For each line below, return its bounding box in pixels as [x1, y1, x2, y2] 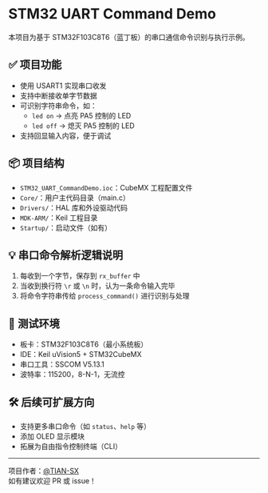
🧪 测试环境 [8, 317, 60, 331]
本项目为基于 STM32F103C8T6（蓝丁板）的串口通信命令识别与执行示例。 [8, 32, 250, 42]
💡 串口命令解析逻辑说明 [8, 248, 124, 262]
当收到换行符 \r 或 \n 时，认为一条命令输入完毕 [19, 281, 175, 291]
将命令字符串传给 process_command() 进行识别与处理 [19, 291, 190, 301]
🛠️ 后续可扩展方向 [8, 395, 95, 409]
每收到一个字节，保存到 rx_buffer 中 [19, 271, 141, 281]
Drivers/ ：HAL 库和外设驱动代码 [19, 202, 128, 212]
